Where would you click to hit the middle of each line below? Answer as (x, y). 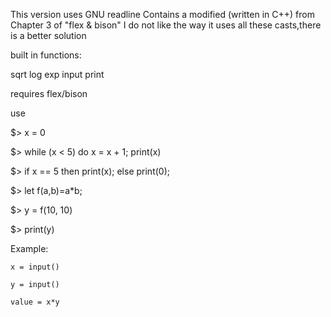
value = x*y (35, 302)
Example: (29, 248)
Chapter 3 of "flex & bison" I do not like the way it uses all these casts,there (166, 25)
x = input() (35, 267)
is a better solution (48, 35)
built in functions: (46, 55)
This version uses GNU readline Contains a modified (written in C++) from (162, 14)
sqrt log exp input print (57, 74)
